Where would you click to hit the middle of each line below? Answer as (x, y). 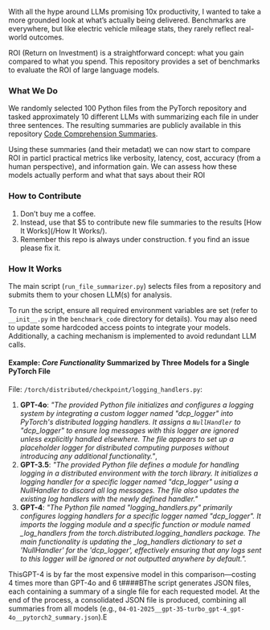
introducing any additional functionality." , (89, 456)
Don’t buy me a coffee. (58, 213)
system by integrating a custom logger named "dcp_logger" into (127, 414)
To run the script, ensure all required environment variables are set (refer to (133, 310)
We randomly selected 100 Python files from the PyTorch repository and (128, 109)
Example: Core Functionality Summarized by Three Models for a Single (129, 363)
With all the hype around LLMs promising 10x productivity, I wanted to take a (135, 12)
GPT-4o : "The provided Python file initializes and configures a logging (137, 405)
